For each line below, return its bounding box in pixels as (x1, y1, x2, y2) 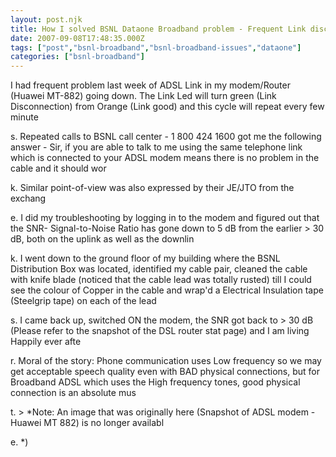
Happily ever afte (10, 336, 82, 348)
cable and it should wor (10, 162, 107, 175)
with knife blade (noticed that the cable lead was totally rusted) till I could (10, 274, 312, 286)
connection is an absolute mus (10, 387, 137, 399)
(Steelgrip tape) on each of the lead (10, 295, 157, 307)
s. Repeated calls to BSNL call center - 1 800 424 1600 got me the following (10, 131, 322, 143)
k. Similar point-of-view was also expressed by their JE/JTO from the (10, 182, 295, 194)
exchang (10, 192, 47, 205)
